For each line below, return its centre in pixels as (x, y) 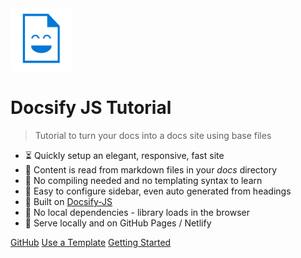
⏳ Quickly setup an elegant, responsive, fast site (124, 155)
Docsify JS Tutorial (91, 108)
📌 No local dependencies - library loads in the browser (137, 212)
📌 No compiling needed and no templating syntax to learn (143, 180)
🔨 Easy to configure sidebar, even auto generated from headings (158, 191)
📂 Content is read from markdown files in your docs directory (151, 169)
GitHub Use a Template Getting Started (91, 242)
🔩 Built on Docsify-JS (68, 201)
